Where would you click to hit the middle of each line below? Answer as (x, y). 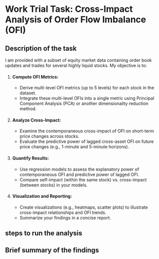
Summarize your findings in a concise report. (65, 217)
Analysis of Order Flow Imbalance (76, 20)
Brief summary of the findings (52, 250)
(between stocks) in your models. (53, 185)
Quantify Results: (31, 158)
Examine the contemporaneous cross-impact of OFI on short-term (87, 131)
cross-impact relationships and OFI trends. (63, 212)
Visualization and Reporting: (42, 196)
